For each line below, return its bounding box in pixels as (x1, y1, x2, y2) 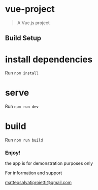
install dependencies (5, 54, 93, 65)
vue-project (5, 3, 55, 15)
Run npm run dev (5, 103, 39, 109)
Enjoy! (5, 149, 21, 156)
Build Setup (5, 34, 41, 42)
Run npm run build (5, 137, 43, 143)
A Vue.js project (17, 20, 50, 26)
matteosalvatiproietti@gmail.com (5, 180, 72, 186)
